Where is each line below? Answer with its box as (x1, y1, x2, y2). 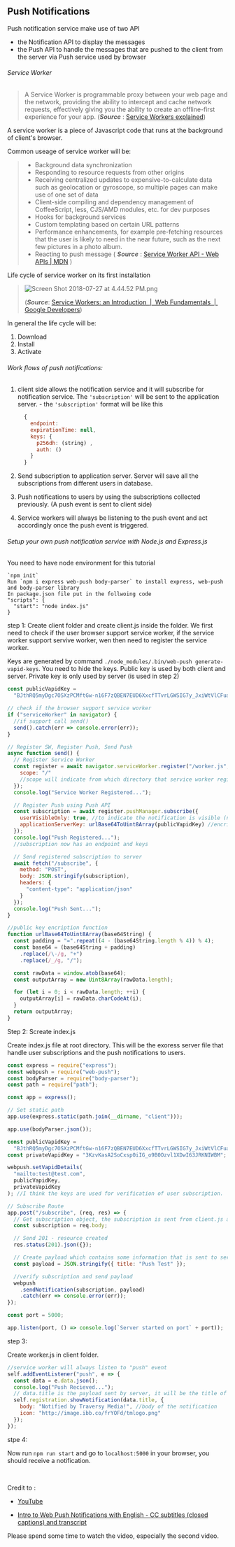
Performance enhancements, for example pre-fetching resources (34, 227, 223, 236)
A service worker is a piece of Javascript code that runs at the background (7, 126, 223, 135)
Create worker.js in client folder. (7, 1350, 99, 1359)
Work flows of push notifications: (7, 363, 104, 372)
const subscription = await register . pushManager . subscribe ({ (13, 808, 199, 815)
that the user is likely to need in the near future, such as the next (34, 235, 221, 243)
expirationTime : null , (30, 426, 97, 433)
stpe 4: (7, 1435, 28, 1443)
